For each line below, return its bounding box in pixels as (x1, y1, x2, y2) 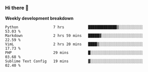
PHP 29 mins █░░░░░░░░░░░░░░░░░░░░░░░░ (5, 51, 143, 55)
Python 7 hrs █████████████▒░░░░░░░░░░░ (5, 25, 143, 30)
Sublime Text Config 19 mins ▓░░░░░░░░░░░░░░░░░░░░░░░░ (5, 59, 143, 64)
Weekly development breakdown (5, 16, 74, 21)
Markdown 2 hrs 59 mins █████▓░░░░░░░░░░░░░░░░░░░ (5, 34, 143, 38)
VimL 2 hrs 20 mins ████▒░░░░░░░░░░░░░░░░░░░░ (5, 42, 143, 47)
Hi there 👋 (5, 4, 29, 11)
